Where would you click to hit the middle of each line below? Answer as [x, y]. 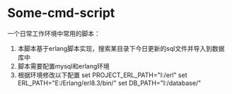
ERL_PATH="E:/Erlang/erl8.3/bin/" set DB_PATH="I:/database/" [109, 83]
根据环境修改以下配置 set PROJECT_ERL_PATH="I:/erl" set [102, 75]
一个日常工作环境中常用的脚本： [54, 33]
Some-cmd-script [61, 13]
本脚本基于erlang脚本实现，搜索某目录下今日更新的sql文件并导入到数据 [121, 48]
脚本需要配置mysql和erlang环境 [63, 66]
